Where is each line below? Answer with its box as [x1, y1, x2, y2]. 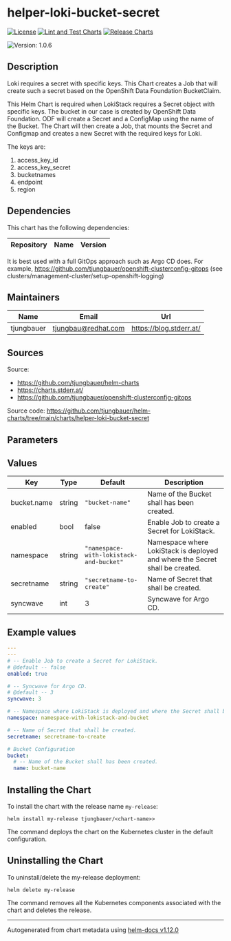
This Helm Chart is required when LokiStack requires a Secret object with [7, 100, 215, 108]
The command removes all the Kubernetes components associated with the [7, 898, 221, 907]
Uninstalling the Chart [7, 855, 104, 867]
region [16, 185, 36, 194]
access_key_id [16, 156, 58, 164]
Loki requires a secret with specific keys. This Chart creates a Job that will [7, 79, 218, 87]
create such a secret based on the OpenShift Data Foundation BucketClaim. [7, 86, 221, 94]
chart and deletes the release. [7, 906, 92, 914]
